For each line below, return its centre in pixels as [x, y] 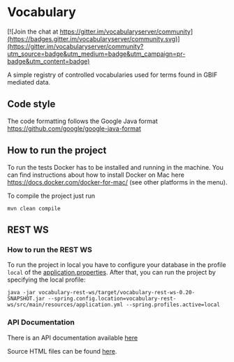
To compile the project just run [51, 196]
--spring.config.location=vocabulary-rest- [112, 299]
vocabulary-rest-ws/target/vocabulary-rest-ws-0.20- [117, 293]
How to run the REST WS [50, 249]
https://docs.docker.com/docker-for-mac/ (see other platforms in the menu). [117, 182]
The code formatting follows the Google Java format [83, 121]
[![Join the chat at [33, 31]
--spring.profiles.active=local [173, 305]
